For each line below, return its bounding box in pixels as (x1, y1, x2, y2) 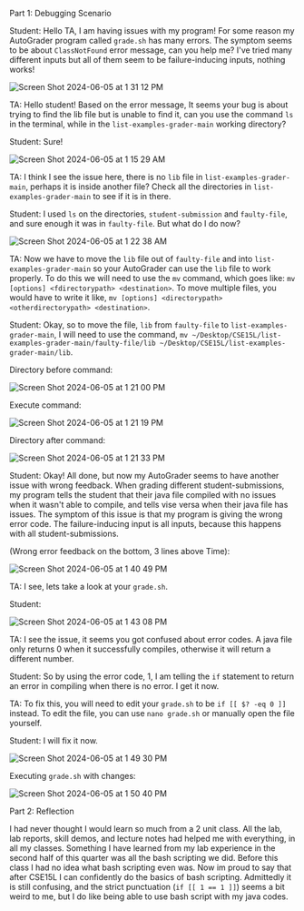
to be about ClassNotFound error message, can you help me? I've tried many (9, 45, 293, 56)
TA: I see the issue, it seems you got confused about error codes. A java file (9, 634, 293, 644)
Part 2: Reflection (9, 805, 74, 816)
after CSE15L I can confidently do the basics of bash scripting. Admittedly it (9, 872, 292, 882)
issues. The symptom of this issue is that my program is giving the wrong (9, 509, 283, 520)
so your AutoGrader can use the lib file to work (93, 263, 271, 274)
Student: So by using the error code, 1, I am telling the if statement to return (9, 671, 295, 682)
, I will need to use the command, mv (54, 329, 189, 339)
